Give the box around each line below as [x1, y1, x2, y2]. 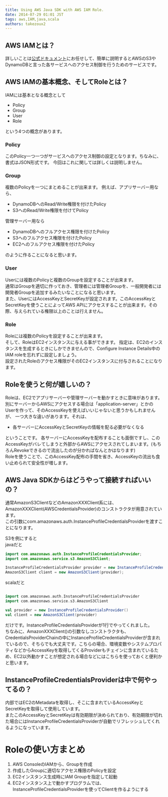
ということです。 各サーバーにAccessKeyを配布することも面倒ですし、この [5, 435, 160, 441]
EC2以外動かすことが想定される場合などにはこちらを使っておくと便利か [13, 653, 162, 659]
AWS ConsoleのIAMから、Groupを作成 [12, 761, 92, 767]
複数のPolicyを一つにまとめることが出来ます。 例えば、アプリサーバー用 [5, 184, 154, 190]
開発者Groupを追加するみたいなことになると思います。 [5, 289, 118, 295]
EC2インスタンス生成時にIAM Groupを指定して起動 [12, 774, 117, 780]
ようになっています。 [9, 724, 53, 730]
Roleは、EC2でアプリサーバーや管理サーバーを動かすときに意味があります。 [5, 394, 162, 401]
